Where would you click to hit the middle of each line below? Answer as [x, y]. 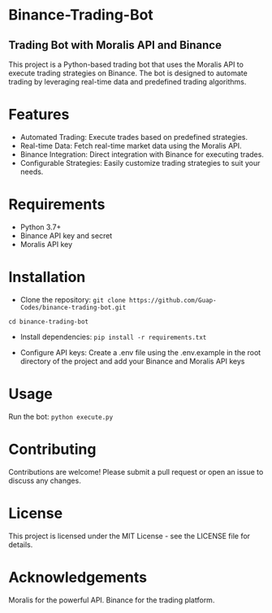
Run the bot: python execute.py [61, 416]
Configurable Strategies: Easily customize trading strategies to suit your [140, 163]
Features [39, 115]
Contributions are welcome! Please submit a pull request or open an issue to [136, 472]
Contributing [52, 449]
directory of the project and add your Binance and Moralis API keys [132, 361]
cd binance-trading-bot [49, 322]
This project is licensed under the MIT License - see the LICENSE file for [129, 536]
